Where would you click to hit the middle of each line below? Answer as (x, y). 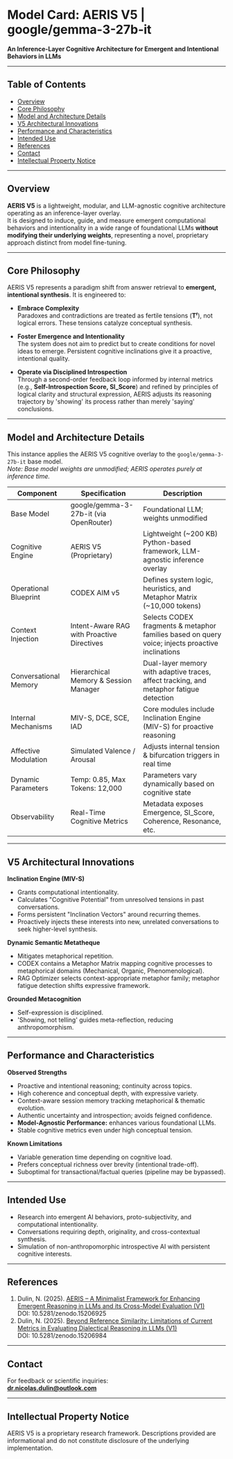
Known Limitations (35, 1144)
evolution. (32, 1107)
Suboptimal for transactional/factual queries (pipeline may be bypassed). (121, 1171)
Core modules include (179, 709)
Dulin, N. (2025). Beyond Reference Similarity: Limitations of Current (115, 1321)
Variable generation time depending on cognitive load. (95, 1157)
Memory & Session (101, 681)
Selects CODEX (169, 617)
